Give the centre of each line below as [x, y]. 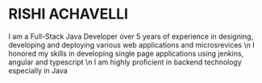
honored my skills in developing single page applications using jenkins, [126, 53]
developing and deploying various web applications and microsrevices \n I [132, 44]
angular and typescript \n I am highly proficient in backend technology [125, 62]
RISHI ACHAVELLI [69, 14]
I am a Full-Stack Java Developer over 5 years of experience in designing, [131, 36]
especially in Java [38, 70]
